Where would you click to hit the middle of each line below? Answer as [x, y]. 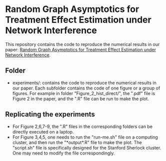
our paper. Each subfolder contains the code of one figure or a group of [86, 88]
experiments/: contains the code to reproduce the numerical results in [84, 82]
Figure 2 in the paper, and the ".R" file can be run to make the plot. [80, 98]
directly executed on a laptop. [43, 131]
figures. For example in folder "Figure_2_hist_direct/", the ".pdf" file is [84, 93]
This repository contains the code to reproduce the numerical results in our [82, 44]
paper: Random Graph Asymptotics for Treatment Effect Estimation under [81, 49]
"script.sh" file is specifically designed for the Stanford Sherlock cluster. [87, 147]
